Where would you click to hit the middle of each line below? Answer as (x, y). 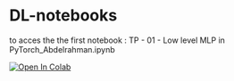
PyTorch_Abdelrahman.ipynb (62, 49)
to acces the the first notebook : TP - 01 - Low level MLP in (117, 40)
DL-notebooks (63, 16)
